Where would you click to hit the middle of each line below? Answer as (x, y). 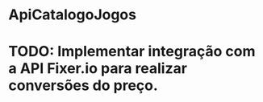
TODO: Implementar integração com (132, 52)
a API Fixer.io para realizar (98, 69)
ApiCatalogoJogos (73, 15)
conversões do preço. (83, 86)
